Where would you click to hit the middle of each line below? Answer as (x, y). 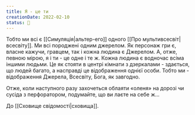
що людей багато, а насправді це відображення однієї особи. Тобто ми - (98, 71)
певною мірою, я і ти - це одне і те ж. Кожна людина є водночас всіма (95, 58)
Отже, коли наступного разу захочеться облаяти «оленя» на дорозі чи (95, 88)
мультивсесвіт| (161, 40)
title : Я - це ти (27, 11)
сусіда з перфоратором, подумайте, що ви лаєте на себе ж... (83, 94)
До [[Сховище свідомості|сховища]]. (52, 106)
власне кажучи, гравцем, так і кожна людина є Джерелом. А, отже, (92, 52)
